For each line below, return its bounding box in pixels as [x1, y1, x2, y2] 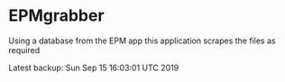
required [8, 44, 41, 55]
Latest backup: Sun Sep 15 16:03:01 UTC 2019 [8, 62, 179, 73]
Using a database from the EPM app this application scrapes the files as [8, 35, 276, 46]
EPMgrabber [8, 5, 105, 26]
